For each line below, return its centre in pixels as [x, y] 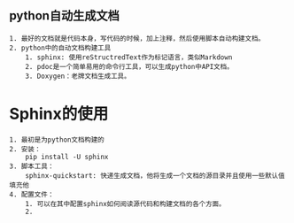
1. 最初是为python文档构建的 [57, 140]
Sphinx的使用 [59, 114]
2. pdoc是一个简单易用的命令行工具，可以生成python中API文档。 [129, 66]
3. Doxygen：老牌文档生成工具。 [78, 76]
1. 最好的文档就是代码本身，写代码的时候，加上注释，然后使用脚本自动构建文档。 [137, 38]
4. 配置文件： [32, 194]
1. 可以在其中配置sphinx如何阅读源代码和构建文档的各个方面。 [125, 204]
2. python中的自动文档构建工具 [60, 48]
